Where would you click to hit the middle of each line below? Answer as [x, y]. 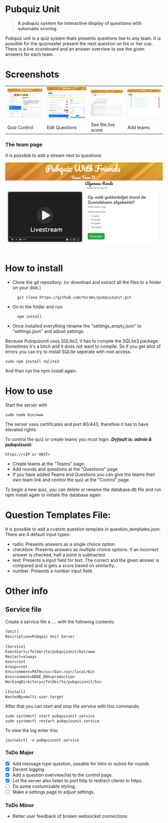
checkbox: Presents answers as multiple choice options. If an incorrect [85, 549]
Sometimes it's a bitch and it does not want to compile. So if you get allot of [83, 346]
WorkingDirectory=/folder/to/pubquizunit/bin [53, 682]
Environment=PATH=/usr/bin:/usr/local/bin [50, 672]
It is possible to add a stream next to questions [53, 156]
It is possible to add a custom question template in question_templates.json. [83, 529]
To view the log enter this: [32, 730]
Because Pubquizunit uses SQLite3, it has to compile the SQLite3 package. [82, 341]
